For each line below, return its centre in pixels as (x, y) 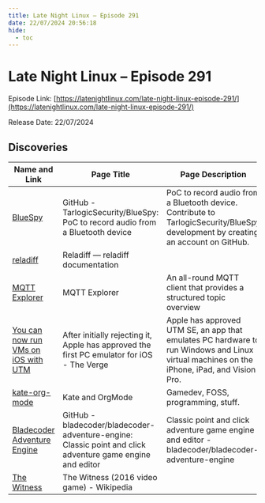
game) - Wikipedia (97, 487)
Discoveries (38, 147)
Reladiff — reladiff (96, 255)
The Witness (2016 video (110, 477)
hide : (17, 30)
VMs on (26, 350)
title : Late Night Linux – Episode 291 (74, 15)
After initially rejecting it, (107, 335)
